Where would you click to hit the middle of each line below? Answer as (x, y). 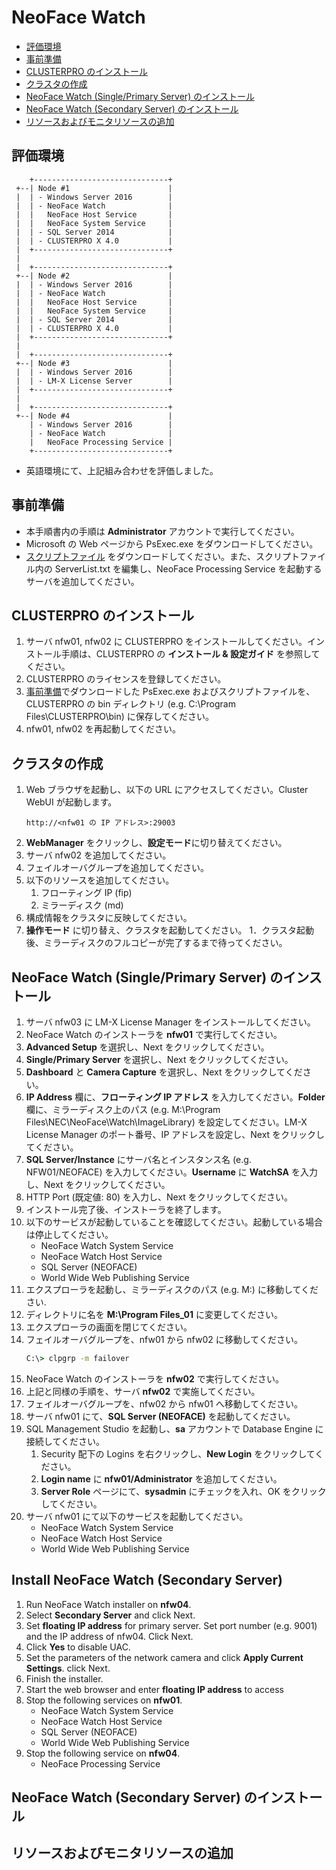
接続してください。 (65, 1441)
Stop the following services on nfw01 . (104, 1700)
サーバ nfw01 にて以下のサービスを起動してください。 (137, 1516)
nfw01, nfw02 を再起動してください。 (103, 729)
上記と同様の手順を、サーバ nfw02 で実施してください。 (143, 1391)
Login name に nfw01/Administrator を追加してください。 (161, 1478)
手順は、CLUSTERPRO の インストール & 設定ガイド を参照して (190, 654)
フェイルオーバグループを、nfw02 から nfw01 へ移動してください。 (164, 1403)
